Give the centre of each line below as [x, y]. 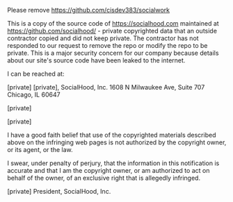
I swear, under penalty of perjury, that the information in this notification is [113, 163]
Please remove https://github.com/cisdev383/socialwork [89, 10]
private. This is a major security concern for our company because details [113, 53]
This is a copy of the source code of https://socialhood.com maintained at [113, 23]
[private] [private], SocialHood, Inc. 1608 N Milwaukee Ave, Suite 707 [106, 87]
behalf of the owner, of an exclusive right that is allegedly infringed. [104, 178]
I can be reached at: [36, 74]
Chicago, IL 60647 [34, 94]
